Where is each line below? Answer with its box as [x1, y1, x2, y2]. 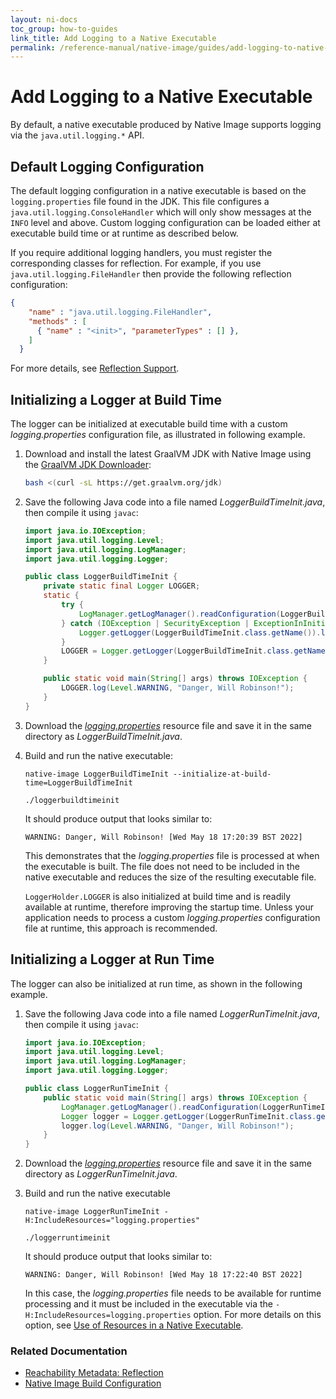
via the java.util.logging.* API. [10, 129, 145, 141]
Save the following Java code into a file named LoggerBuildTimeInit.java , [24, 496, 326, 508]
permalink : [10, 42, 56, 53]
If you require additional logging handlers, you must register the [10, 247, 273, 258]
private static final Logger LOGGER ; [43, 581, 201, 591]
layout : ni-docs [10, 14, 78, 25]
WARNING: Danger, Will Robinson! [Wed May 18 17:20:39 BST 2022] [24, 832, 303, 842]
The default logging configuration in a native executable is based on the [10, 185, 307, 196]
